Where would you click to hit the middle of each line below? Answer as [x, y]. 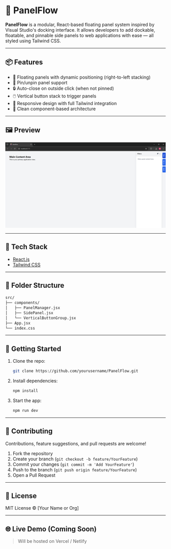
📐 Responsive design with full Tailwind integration [65, 103]
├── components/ [22, 303]
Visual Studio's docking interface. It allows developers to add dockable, [80, 30]
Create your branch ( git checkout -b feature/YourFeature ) [75, 459]
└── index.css [20, 329]
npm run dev [25, 410]
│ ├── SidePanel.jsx [29, 313]
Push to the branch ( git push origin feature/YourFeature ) [75, 469]
